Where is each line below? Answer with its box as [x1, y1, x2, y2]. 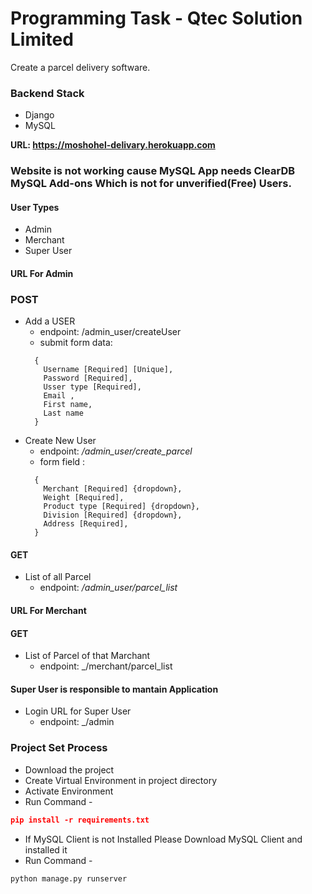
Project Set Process [10, 741, 108, 755]
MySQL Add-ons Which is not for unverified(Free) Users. [10, 177, 292, 191]
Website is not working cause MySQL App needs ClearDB [10, 164, 296, 178]
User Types [10, 201, 60, 213]
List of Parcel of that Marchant [24, 650, 151, 662]
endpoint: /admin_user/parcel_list [39, 582, 178, 594]
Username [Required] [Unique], [43, 365, 174, 375]
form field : [39, 456, 86, 468]
